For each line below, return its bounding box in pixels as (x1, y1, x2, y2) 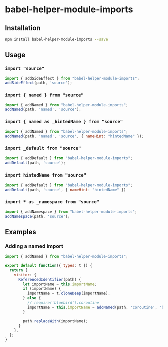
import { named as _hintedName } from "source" (5, 119, 123, 125)
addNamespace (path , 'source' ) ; (5, 214, 70, 219)
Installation (5, 24, 41, 32)
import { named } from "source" (5, 92, 84, 98)
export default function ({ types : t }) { (5, 263, 93, 268)
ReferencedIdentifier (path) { (18, 277, 81, 282)
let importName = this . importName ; (23, 282, 97, 287)
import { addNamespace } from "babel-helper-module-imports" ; (5, 209, 137, 214)
